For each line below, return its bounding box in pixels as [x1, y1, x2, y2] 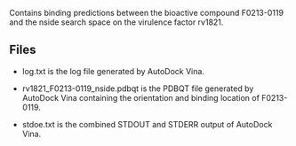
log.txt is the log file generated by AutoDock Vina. [21, 65, 204, 76]
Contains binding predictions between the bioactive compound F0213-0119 [9, 8, 284, 18]
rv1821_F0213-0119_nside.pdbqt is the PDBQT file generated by [21, 83, 254, 94]
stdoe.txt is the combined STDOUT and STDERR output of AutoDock [21, 119, 273, 129]
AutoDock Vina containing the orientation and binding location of [21, 92, 260, 103]
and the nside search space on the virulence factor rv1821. [9, 17, 224, 27]
